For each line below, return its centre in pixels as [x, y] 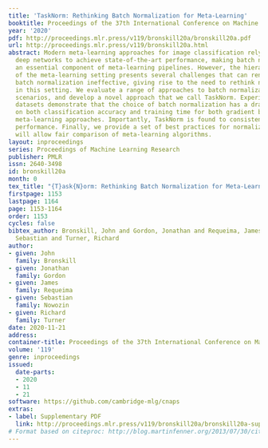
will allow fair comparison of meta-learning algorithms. [114, 134]
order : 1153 [28, 216]
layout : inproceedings [46, 142]
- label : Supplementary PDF [55, 417]
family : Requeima [44, 291]
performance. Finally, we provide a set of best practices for [122, 127]
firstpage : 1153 [35, 194]
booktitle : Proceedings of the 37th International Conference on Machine [134, 23]
